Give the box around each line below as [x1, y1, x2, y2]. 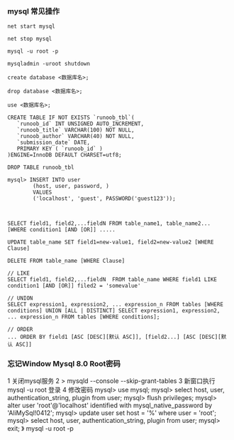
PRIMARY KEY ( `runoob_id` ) [16, 145, 103, 152]
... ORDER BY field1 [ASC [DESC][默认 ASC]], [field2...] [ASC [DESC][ [7, 333, 221, 341]
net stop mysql [7, 36, 52, 43]
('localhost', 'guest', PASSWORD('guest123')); [33, 195, 176, 202]
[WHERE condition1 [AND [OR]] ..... [7, 226, 116, 234]
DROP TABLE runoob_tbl [7, 164, 74, 172]
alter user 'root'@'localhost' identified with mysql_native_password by [7, 401, 213, 409]
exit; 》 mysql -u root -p [7, 424, 74, 432]
